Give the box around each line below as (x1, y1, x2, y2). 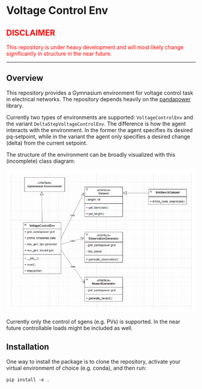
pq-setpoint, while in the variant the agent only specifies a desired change (6, 133, 191, 140)
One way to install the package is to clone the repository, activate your (6, 358, 181, 365)
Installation (6, 342, 49, 352)
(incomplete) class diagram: (6, 157, 75, 165)
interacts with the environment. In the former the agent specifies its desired (6, 126, 193, 133)
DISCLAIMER (6, 28, 55, 38)
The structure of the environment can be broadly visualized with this (6, 151, 176, 158)
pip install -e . (6, 376, 50, 383)
